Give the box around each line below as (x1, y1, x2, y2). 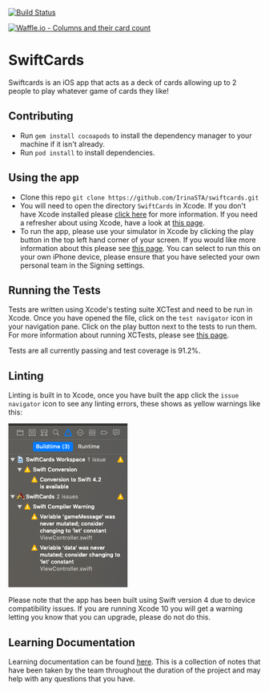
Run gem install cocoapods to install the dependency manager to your (19, 131, 252, 140)
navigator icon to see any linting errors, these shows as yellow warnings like (8, 399, 261, 409)
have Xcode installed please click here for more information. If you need (19, 209, 258, 219)
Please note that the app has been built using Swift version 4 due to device (8, 596, 256, 605)
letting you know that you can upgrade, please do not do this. (8, 612, 211, 622)
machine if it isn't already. (19, 139, 106, 148)
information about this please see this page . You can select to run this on (19, 243, 261, 253)
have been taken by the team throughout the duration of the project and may (8, 665, 261, 675)
